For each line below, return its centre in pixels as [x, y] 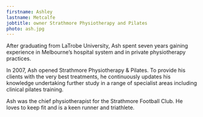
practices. [19, 58]
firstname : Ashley [29, 12]
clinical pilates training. [35, 90]
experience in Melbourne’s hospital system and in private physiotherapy [96, 52]
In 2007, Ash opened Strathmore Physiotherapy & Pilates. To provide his [96, 71]
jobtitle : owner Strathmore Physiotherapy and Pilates [77, 23]
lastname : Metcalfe [31, 17]
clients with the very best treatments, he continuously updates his [88, 77]
